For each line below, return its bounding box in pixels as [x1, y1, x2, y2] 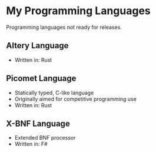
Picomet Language [6, 74, 77, 84]
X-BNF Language [6, 118, 71, 128]
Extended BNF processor [14, 134, 76, 141]
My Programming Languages [6, 4, 151, 18]
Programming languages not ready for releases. [6, 24, 122, 31]
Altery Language [6, 41, 69, 51]
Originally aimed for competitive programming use [14, 95, 137, 103]
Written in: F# [14, 140, 48, 148]
